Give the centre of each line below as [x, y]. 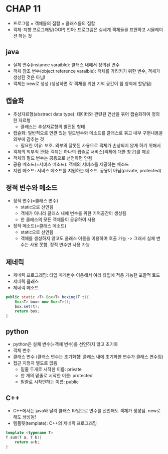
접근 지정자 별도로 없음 [35, 363]
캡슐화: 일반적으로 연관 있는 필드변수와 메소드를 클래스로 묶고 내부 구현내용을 [88, 133]
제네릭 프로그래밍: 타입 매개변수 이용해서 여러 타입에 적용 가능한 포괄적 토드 [87, 275]
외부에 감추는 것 [28, 139]
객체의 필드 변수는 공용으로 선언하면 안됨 [52, 158]
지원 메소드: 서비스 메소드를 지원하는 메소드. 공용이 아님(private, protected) [87, 170]
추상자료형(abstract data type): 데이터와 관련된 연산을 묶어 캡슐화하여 [82, 114]
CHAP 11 [23, 9]
